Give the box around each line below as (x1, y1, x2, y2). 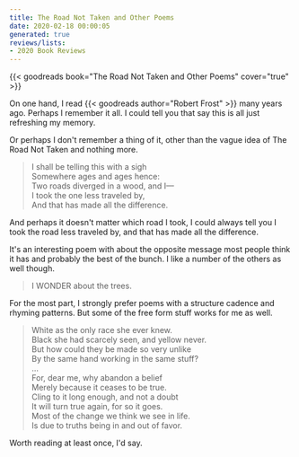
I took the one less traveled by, (31, 190, 145, 201)
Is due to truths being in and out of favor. (31, 420, 182, 431)
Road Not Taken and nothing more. (9, 145, 139, 155)
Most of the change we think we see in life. (31, 410, 191, 422)
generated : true (9, 30, 70, 39)
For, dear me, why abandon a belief (31, 373, 163, 383)
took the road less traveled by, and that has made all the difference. (9, 226, 259, 238)
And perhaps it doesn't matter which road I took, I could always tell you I (9, 217, 277, 228)
